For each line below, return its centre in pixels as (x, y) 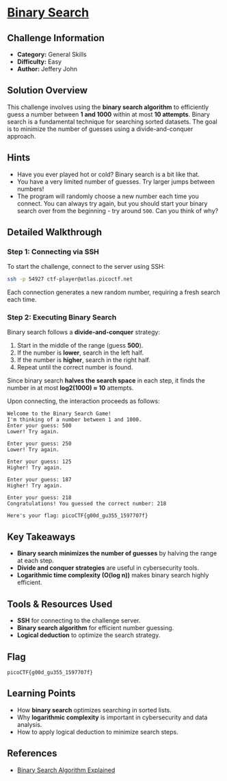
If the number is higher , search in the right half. (83, 360)
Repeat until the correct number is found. (75, 368)
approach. (22, 136)
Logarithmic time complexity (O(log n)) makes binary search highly (113, 575)
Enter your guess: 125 (39, 462)
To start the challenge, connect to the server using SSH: (86, 267)
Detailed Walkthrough (55, 232)
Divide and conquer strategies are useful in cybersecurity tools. (108, 568)
